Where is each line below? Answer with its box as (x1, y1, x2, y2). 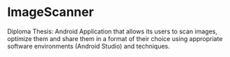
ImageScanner (7, 4, 94, 20)
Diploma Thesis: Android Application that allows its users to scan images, (7, 27, 217, 35)
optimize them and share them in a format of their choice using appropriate (7, 34, 223, 42)
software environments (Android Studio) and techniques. (7, 42, 171, 50)
